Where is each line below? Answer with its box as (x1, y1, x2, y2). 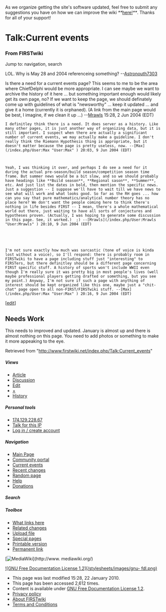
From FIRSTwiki (5, 50, 44, 57)
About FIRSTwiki (12, 596, 46, 602)
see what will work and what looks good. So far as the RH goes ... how (5, 191, 159, 196)
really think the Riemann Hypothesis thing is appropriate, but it (5, 139, 148, 144)
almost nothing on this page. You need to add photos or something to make (5, 333, 159, 339)
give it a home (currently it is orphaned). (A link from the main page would (5, 107, 156, 113)
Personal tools (5, 404, 36, 410)
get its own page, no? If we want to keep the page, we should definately (5, 96, 152, 102)
